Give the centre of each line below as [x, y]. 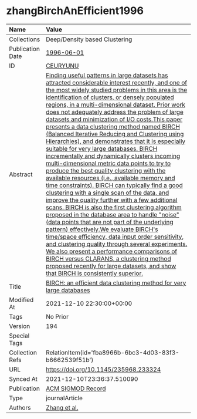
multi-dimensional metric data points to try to [108, 163]
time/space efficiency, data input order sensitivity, [115, 236]
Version [20, 326]
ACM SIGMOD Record [76, 388]
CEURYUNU [62, 66]
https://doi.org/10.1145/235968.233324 [103, 369]
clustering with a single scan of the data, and [108, 192]
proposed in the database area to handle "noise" [113, 214]
